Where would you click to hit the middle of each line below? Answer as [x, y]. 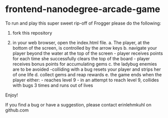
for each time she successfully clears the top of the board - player [81, 58]
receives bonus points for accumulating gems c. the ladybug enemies [85, 64]
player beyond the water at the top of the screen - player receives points [88, 53]
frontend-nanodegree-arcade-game [83, 9]
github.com [17, 110]
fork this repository [32, 33]
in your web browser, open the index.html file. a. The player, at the [81, 42]
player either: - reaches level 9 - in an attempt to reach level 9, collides [86, 80]
